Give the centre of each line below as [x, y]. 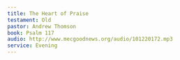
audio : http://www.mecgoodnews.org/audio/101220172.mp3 [90, 39]
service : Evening [32, 46]
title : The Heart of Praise [48, 13]
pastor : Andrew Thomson [42, 26]
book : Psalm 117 [31, 33]
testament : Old [29, 20]
